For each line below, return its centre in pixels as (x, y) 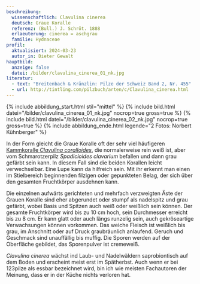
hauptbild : (20, 62)
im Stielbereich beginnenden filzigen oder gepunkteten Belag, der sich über (99, 175)
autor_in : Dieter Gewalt (43, 56)
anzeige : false (31, 67)
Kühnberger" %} (26, 132)
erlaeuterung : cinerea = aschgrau (54, 34)
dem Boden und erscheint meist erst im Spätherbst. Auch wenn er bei (92, 262)
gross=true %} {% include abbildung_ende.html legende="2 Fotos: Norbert (99, 126)
